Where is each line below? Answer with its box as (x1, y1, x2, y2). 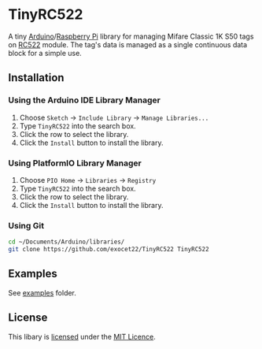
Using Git (8, 220, 45, 231)
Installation (8, 71, 65, 84)
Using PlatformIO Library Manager (8, 158, 142, 169)
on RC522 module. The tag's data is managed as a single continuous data (8, 39, 248, 49)
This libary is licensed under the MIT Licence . (8, 332, 156, 341)
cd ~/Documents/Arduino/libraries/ (8, 238, 125, 246)
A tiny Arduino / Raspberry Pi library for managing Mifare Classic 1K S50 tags (8, 32, 254, 41)
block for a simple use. (8, 48, 83, 58)
